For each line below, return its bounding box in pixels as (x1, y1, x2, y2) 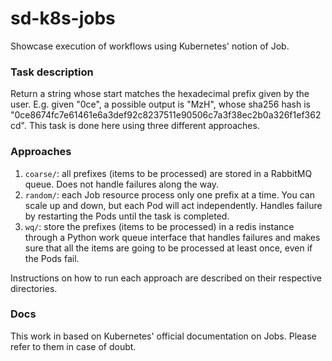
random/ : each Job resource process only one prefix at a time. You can (24, 188, 315, 201)
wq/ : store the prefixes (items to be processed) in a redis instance (24, 220, 295, 232)
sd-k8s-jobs (10, 7, 116, 30)
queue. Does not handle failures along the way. (24, 178, 220, 190)
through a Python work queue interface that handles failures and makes (24, 231, 321, 243)
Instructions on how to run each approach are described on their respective (10, 272, 322, 284)
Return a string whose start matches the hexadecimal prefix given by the (10, 88, 310, 100)
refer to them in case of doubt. (10, 340, 137, 352)
